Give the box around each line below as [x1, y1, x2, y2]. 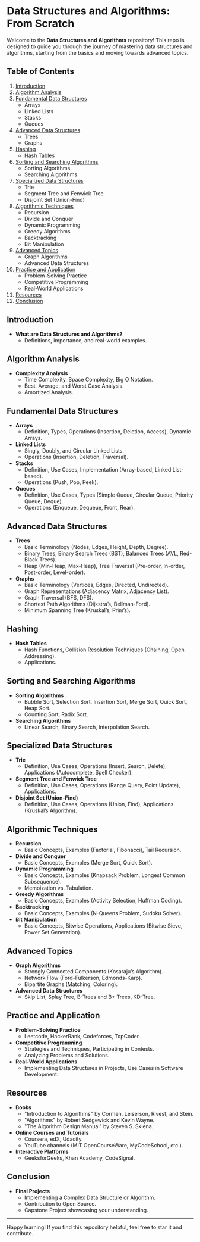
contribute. [7, 1229, 34, 1237]
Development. [24, 1071, 59, 1078]
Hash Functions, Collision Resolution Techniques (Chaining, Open [24, 646, 185, 653]
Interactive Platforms [15, 1148, 69, 1155]
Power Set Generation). [24, 929, 82, 936]
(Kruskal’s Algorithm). [24, 807, 77, 814]
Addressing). [24, 652, 56, 659]
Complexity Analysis [15, 370, 68, 377]
